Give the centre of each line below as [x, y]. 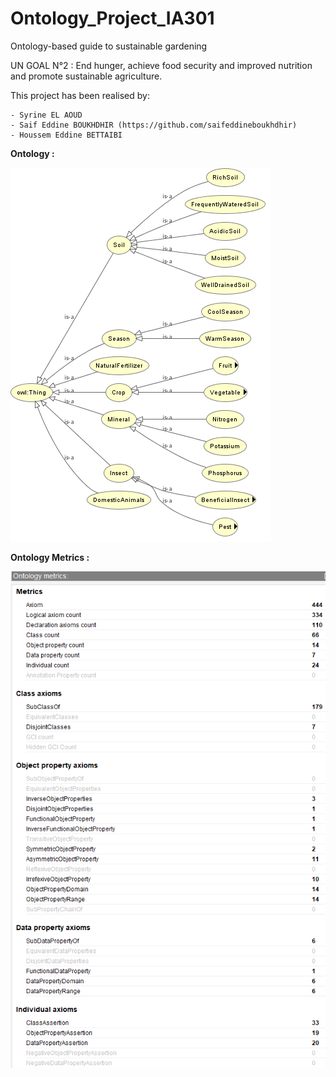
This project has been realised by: [80, 95]
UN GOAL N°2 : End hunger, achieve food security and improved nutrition [161, 65]
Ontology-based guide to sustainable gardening [109, 46]
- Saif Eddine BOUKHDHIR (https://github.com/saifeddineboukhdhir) [154, 125]
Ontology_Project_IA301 [112, 18]
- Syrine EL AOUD [46, 115]
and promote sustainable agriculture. [86, 76]
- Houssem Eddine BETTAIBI [66, 135]
